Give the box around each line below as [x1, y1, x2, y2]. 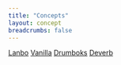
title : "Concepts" [8, 11, 69, 20]
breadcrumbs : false [8, 26, 73, 34]
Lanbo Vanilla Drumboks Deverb [8, 48, 113, 58]
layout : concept [8, 19, 62, 27]
